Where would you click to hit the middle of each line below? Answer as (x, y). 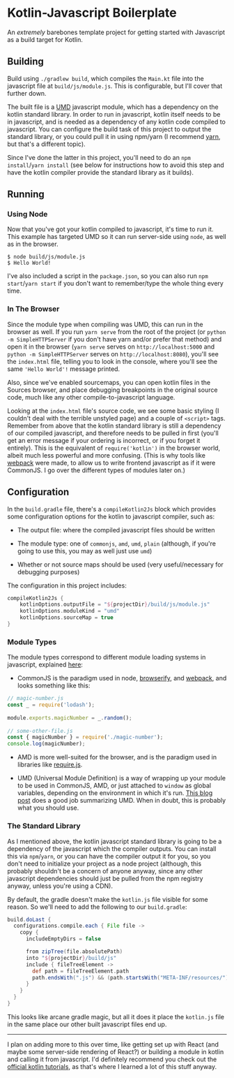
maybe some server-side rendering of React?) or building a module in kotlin (116, 1051)
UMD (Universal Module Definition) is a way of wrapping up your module (122, 778)
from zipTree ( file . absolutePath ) (74, 952)
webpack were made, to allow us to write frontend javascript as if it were (111, 462)
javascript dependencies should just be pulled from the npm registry (105, 878)
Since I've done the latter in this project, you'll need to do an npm (99, 157)
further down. (27, 93)
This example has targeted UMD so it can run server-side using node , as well (117, 237)
